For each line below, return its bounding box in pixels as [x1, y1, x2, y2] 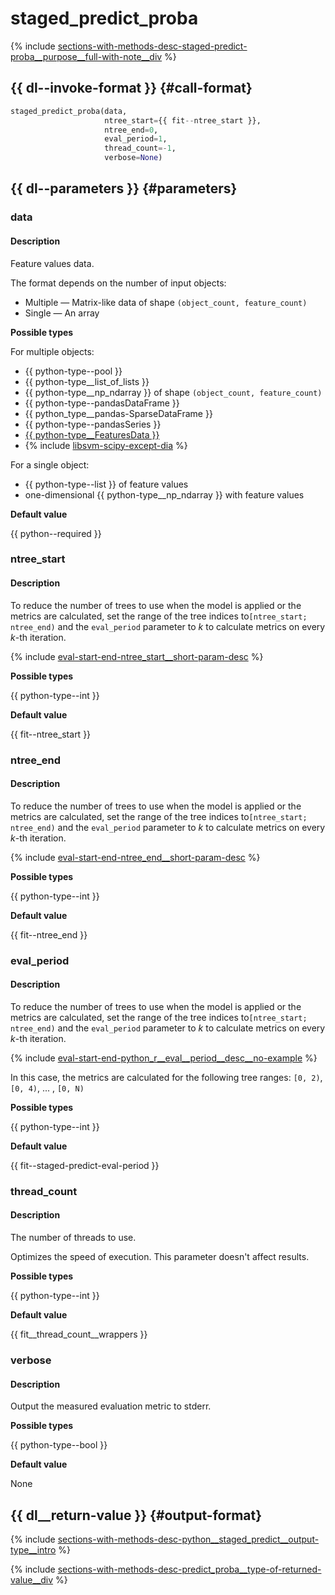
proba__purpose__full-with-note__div [10, 50, 163, 62]
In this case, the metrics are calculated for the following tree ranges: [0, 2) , [10, 1071, 323, 1083]
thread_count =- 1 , [104, 143, 177, 154]
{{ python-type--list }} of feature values [24, 478, 189, 490]
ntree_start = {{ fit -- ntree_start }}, [104, 115, 262, 126]
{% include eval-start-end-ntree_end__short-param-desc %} [10, 851, 261, 863]
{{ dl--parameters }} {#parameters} [10, 180, 238, 197]
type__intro [10, 1543, 57, 1556]
